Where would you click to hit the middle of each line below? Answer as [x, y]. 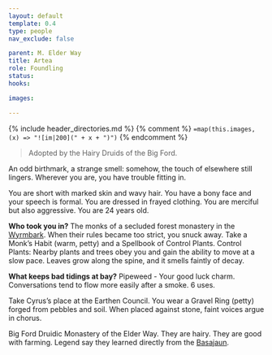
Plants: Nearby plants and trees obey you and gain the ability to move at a [132, 252]
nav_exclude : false [41, 39]
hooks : [19, 83]
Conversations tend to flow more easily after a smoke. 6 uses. [112, 284]
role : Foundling [36, 69]
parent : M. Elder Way [45, 54]
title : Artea [30, 61]
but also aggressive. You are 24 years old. [79, 210]
